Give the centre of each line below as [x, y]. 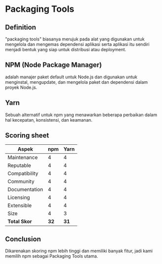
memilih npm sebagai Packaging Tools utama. [52, 256]
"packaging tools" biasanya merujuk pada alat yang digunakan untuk [75, 39]
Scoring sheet [27, 136]
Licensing [19, 198]
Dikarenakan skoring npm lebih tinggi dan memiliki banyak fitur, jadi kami [79, 251]
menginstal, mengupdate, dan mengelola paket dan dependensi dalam [77, 82]
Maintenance [23, 158]
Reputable [19, 165]
